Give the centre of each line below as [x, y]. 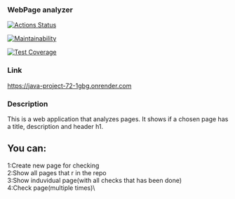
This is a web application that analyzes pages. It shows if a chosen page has [118, 119]
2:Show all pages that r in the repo [57, 172]
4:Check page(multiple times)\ [51, 188]
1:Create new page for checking [53, 165]
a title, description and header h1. [55, 126]
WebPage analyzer [40, 10]
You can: [27, 149]
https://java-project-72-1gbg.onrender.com [69, 85]
